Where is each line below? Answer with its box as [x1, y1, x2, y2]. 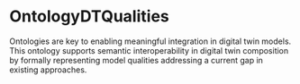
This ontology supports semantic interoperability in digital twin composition [9, 45, 289, 55]
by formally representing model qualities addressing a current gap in [9, 55, 264, 65]
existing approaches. [9, 64, 87, 75]
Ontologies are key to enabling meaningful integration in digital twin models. [9, 36, 292, 46]
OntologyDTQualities [9, 6, 169, 27]
